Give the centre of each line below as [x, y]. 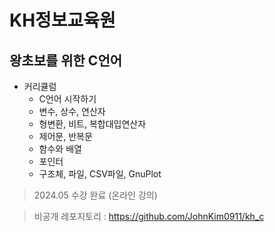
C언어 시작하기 [67, 99]
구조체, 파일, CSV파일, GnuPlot [100, 174]
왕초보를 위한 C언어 [66, 60]
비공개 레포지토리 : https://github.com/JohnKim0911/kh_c [149, 216]
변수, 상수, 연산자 [72, 111]
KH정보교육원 [62, 20]
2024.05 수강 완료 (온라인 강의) [95, 195]
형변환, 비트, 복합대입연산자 [92, 124]
